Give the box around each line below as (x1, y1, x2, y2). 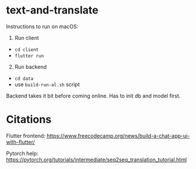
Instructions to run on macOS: (6, 23, 79, 30)
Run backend (14, 63, 47, 70)
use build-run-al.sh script (14, 80, 80, 88)
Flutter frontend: (6, 132, 46, 139)
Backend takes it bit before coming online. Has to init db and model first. (6, 92, 181, 99)
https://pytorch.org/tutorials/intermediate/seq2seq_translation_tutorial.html (6, 156, 187, 163)
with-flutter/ (6, 138, 35, 146)
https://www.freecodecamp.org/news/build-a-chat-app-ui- (46, 132, 190, 139)
